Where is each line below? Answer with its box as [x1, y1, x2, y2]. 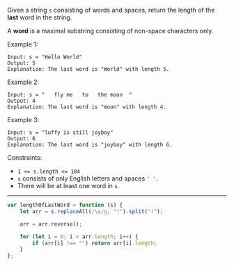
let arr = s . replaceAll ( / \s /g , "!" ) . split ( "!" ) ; [19, 208, 164, 215]
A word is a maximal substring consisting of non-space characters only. [7, 27, 214, 35]
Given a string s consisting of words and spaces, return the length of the [7, 6, 215, 14]
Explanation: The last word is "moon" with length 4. [7, 103, 167, 110]
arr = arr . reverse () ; [19, 220, 82, 228]
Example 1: [7, 40, 38, 48]
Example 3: [7, 116, 40, 124]
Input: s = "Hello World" [7, 53, 82, 60]
